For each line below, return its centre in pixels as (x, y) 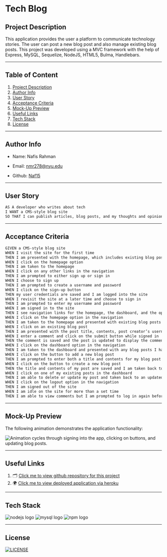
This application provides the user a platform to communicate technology (80, 39)
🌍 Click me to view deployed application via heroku (65, 483)
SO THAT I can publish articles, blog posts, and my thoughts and (75, 217)
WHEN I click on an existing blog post (46, 327)
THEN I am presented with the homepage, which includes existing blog (80, 257)
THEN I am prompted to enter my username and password (63, 304)
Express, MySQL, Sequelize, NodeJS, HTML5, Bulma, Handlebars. (73, 55)
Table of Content (32, 75)
